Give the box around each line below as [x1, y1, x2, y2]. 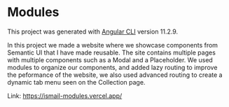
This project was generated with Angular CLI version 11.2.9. [7, 27, 179, 36]
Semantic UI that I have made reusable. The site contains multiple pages [7, 48, 216, 57]
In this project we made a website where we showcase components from [7, 41, 218, 49]
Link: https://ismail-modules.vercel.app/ [7, 92, 123, 100]
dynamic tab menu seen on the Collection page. [7, 78, 146, 86]
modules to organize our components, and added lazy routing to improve [7, 63, 218, 71]
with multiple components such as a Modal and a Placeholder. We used [7, 55, 214, 64]
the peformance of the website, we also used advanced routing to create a [7, 71, 223, 79]
